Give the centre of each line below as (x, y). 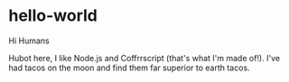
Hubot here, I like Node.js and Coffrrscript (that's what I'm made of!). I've (144, 58)
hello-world (53, 16)
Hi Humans (29, 41)
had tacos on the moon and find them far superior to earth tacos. (129, 68)
